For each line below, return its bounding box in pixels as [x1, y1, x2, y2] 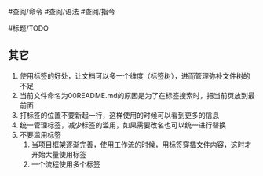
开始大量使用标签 [31, 149, 87, 159]
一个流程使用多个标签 [31, 159, 100, 169]
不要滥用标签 [19, 130, 61, 139]
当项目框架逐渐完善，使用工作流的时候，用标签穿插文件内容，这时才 [31, 140, 252, 149]
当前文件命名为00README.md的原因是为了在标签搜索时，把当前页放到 [19, 90, 249, 100]
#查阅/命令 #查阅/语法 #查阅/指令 [8, 7, 115, 16]
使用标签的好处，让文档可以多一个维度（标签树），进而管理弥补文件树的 [19, 71, 250, 80]
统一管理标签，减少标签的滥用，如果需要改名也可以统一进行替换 [19, 120, 226, 130]
